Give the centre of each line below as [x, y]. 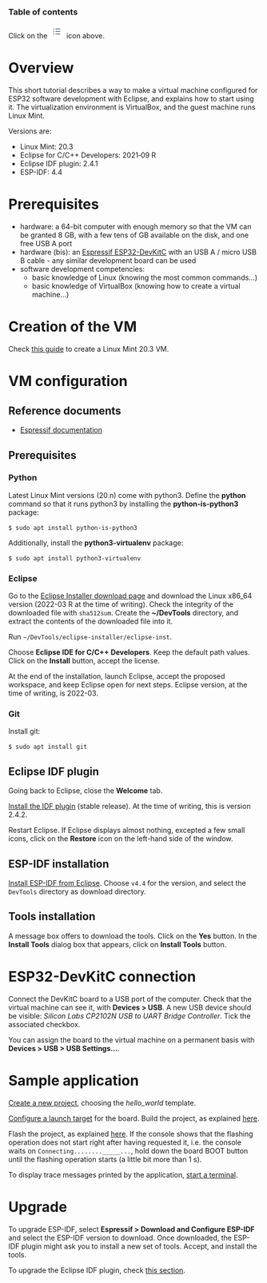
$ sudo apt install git [48, 747]
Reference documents [65, 410]
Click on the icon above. [57, 36]
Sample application [74, 1080]
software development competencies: [82, 269]
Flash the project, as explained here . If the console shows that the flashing [131, 1134]
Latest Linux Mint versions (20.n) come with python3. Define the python [127, 495]
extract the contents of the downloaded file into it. [91, 621]
